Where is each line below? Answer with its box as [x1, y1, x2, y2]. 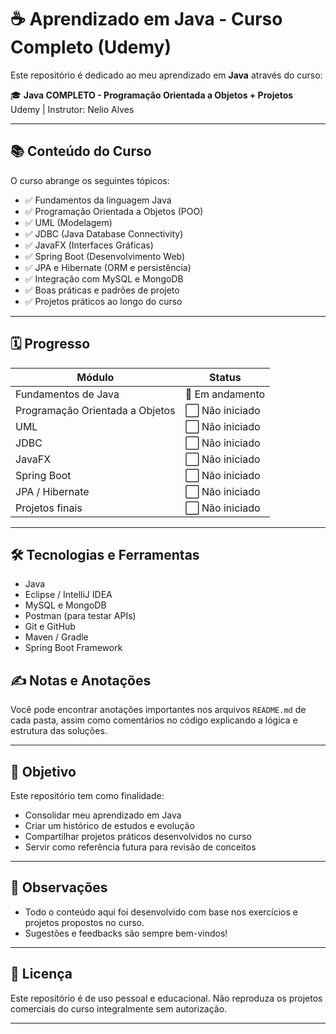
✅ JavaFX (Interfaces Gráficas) [24, 239, 154, 251]
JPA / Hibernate [15, 484, 90, 498]
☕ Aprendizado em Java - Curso [10, 8, 283, 31]
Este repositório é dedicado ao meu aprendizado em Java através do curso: [10, 69, 323, 81]
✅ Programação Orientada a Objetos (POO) [24, 205, 204, 217]
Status [209, 370, 242, 384]
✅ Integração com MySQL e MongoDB [24, 272, 184, 285]
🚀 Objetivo [10, 763, 77, 780]
